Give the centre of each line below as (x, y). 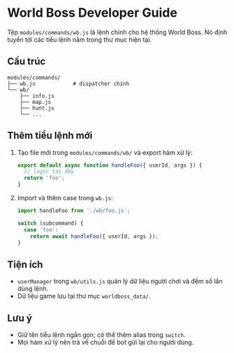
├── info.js (37, 96)
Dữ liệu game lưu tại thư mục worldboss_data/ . (84, 296)
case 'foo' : (41, 230)
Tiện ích (25, 264)
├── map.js (36, 102)
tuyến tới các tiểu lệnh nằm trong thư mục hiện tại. (80, 39)
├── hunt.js (37, 108)
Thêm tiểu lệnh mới (50, 136)
